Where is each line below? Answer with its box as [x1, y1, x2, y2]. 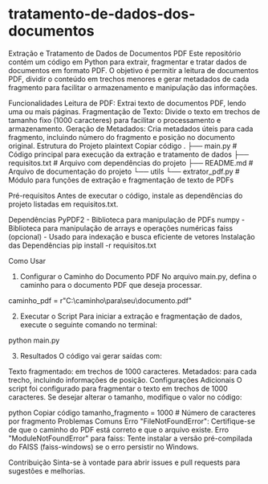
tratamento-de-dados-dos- [8, 5, 196, 23]
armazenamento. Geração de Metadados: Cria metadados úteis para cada [8, 124, 254, 133]
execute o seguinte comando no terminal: [19, 319, 158, 330]
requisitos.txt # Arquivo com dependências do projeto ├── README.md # [8, 158, 254, 167]
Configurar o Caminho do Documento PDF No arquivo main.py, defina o [19, 271, 257, 281]
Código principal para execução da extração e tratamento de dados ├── [8, 150, 250, 159]
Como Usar [8, 256, 47, 265]
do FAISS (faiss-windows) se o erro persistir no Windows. [8, 441, 199, 451]
